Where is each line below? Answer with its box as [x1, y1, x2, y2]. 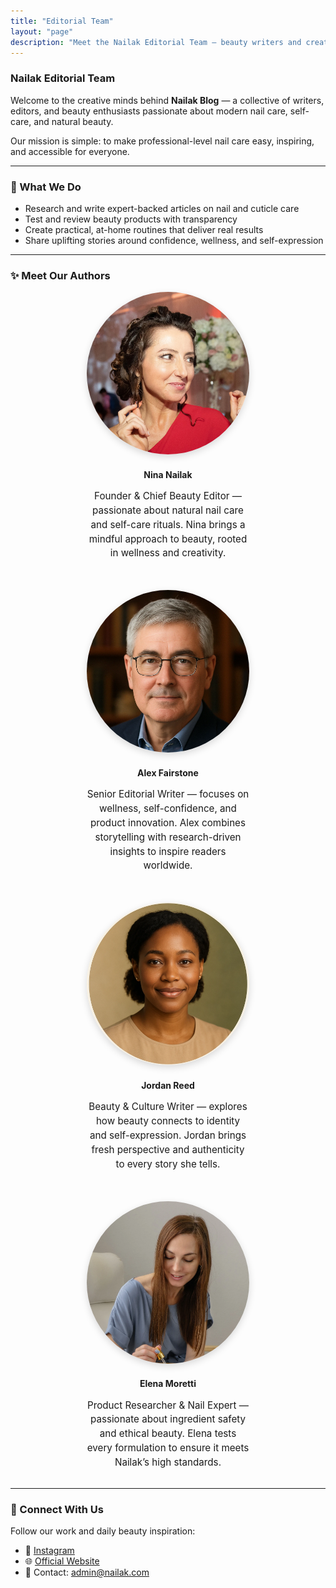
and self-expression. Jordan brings [89, 1128, 247, 1142]
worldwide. [143, 859, 193, 872]
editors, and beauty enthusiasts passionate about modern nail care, [10, 105, 288, 117]
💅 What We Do [10, 180, 82, 194]
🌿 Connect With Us [10, 1502, 104, 1516]
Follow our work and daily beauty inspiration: [10, 1525, 196, 1537]
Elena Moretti [139, 1378, 197, 1390]
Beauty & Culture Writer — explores [88, 1100, 248, 1114]
